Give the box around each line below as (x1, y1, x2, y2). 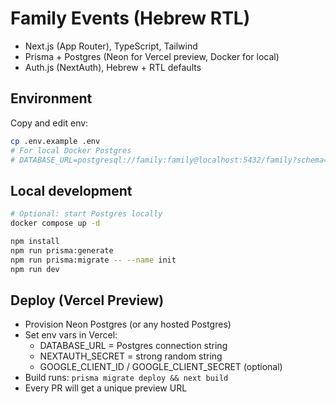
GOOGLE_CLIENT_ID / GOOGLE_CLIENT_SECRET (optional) (39, 361, 283, 373)
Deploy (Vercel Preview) (10, 292, 165, 309)
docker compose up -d (10, 218, 101, 229)
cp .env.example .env (10, 136, 101, 146)
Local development (10, 182, 133, 199)
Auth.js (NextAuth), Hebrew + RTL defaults (24, 61, 202, 73)
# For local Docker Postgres (10, 145, 132, 156)
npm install (10, 236, 60, 246)
